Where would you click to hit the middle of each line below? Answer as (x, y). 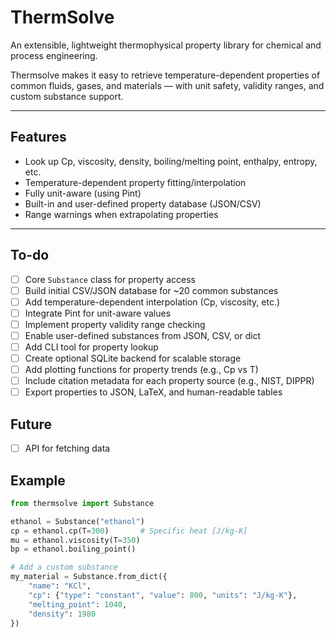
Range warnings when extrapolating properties (121, 214)
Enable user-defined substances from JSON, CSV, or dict (143, 335)
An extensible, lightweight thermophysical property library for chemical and (166, 45)
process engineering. (54, 55)
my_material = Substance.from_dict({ (89, 577)
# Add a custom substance (64, 567)
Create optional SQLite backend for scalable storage (133, 358)
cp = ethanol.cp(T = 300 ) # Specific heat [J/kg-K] (129, 531)
